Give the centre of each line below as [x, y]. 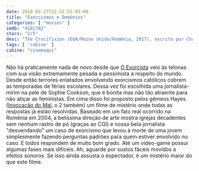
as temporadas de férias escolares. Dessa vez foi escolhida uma [85, 86]
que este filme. [24, 161]
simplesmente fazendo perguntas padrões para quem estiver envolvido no [97, 137]
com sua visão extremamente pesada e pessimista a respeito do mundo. [94, 73]
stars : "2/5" [22, 34]
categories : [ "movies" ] [38, 23]
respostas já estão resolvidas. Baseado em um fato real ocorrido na [89, 111]
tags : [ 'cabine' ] [30, 45]
